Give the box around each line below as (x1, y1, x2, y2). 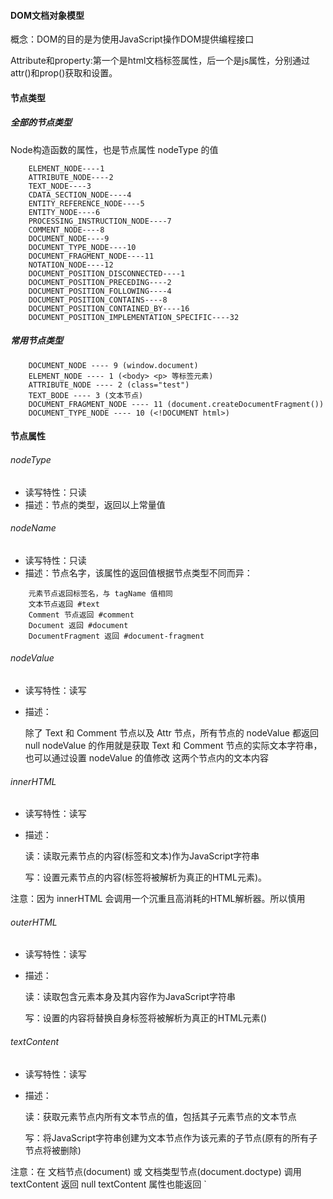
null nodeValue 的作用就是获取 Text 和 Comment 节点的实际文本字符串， (24, 739, 323, 751)
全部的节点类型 (10, 116, 72, 129)
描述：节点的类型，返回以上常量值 (24, 498, 166, 510)
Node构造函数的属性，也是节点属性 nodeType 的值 (10, 143, 219, 155)
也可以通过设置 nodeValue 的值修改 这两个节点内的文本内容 (24, 751, 269, 764)
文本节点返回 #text (28, 599, 100, 609)
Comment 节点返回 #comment (28, 610, 135, 620)
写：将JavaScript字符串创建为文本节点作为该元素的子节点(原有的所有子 (24, 1131, 318, 1144)
